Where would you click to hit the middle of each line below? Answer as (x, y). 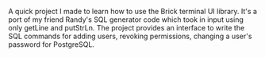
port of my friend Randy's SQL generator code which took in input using (126, 20)
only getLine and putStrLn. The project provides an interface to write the (127, 28)
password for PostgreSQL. (52, 45)
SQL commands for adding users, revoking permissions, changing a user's (130, 36)
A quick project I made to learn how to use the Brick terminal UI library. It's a (133, 11)
